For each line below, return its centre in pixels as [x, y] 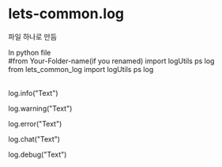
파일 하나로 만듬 [33, 36]
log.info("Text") [33, 93]
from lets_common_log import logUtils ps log [81, 69]
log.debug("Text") [38, 154]
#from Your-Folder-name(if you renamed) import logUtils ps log [111, 61]
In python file [30, 52]
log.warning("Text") [40, 108]
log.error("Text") [35, 123]
